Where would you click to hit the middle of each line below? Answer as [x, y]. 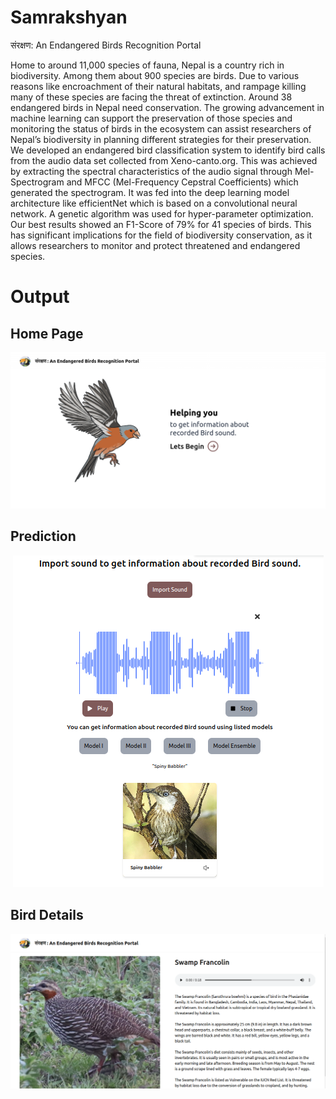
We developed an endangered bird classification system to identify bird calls [168, 150]
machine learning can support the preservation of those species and [151, 118]
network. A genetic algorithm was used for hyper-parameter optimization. [162, 213]
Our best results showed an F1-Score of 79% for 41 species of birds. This [161, 224]
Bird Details [47, 915]
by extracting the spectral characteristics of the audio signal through [151, 171]
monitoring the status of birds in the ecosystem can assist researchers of [161, 128]
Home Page [47, 333]
